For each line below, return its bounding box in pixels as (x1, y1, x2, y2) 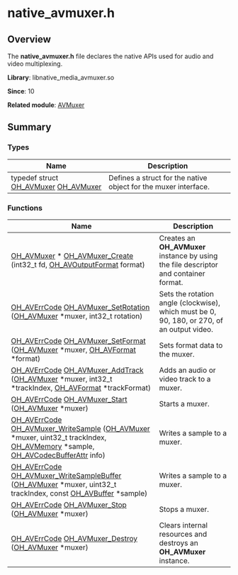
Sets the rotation (159, 289, 215, 298)
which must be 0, (159, 306, 217, 316)
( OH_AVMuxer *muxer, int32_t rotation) (11, 311, 143, 320)
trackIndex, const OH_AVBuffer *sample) (11, 488, 147, 498)
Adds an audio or (159, 365, 216, 375)
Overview (7, 33, 52, 45)
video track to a (159, 374, 211, 384)
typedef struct (11, 172, 59, 182)
